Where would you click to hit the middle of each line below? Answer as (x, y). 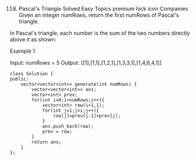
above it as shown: (33, 39)
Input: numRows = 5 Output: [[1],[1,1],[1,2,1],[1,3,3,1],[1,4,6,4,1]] (86, 63)
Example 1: (23, 51)
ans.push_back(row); (68, 126)
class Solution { (32, 74)
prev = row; (57, 132)
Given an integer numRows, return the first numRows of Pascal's (99, 15)
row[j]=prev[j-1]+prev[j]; (87, 116)
